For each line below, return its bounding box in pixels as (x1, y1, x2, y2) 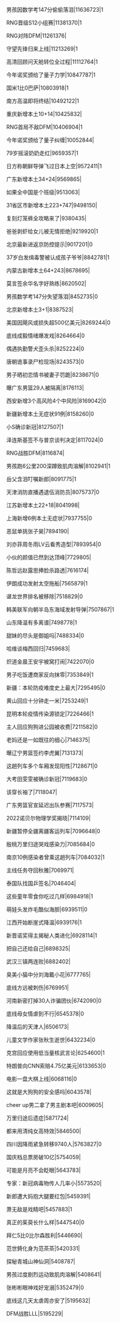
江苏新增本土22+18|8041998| (6, 501, 80, 509)
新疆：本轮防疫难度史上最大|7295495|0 (6, 684, 105, 691)
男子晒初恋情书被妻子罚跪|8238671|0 (6, 371, 99, 378)
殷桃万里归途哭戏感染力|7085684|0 (6, 841, 96, 847)
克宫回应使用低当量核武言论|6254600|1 (6, 1049, 105, 1056)
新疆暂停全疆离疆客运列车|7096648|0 (6, 828, 101, 835)
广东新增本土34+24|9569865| (6, 175, 82, 183)
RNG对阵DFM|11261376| (6, 32, 67, 39)
